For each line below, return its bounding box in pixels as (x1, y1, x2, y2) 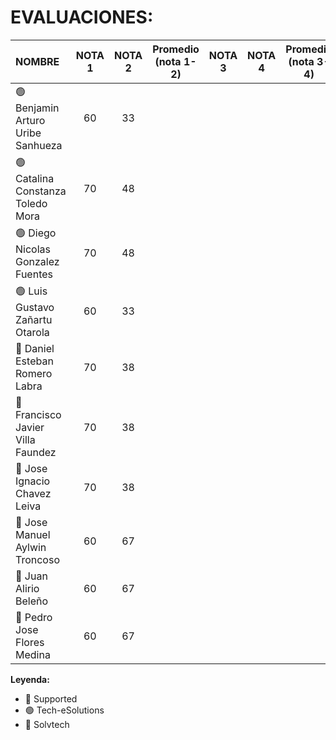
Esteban (15, 354, 54, 368)
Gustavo (15, 300, 55, 314)
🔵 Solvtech (24, 718, 70, 730)
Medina (15, 647, 51, 661)
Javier (15, 420, 45, 434)
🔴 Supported (24, 692, 78, 705)
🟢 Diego (15, 226, 57, 240)
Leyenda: (10, 673, 50, 685)
